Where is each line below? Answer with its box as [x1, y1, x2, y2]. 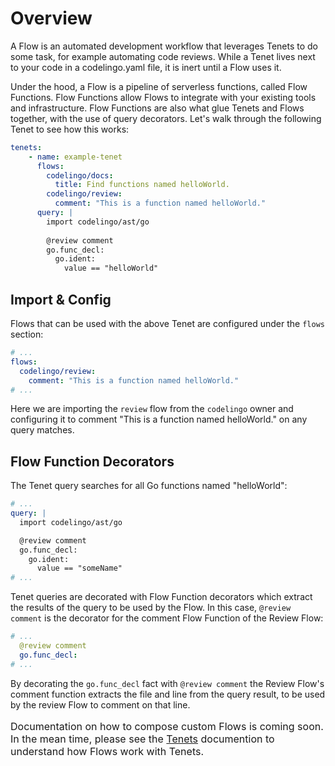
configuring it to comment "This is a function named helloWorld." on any [10, 413, 308, 426]
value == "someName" [36, 563, 123, 574]
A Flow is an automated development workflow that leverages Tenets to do [10, 40, 318, 52]
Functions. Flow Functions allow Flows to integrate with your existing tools [10, 91, 317, 103]
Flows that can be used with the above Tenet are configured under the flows [10, 318, 325, 329]
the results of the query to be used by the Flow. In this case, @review [10, 602, 292, 614]
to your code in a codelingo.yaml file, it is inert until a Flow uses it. [10, 61, 282, 73]
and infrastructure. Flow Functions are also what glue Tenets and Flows [10, 102, 305, 114]
